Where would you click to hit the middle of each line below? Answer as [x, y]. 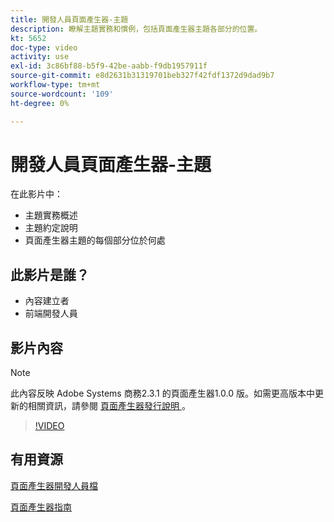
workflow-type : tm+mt [55, 85]
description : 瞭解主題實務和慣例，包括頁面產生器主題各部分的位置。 [136, 29]
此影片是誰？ [50, 274]
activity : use [40, 57]
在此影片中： [36, 194]
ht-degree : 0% [40, 103]
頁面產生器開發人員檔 [54, 485]
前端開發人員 [51, 313]
